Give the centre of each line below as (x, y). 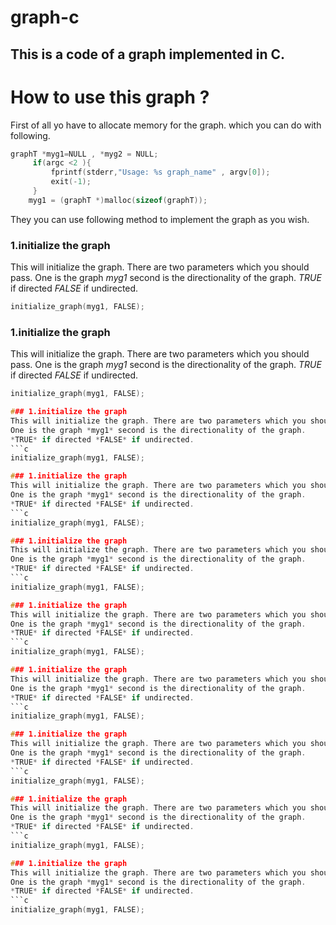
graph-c (45, 17)
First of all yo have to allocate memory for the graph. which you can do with (166, 125)
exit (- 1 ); (71, 182)
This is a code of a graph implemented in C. (147, 54)
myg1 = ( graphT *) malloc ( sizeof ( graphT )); (118, 200)
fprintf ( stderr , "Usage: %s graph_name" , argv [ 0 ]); (160, 172)
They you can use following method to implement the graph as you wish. (160, 219)
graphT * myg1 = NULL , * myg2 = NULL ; (84, 154)
